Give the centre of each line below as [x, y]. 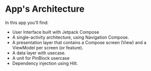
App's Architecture [45, 9]
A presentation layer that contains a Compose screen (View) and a [79, 42]
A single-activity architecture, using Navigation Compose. [70, 37]
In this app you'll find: [27, 23]
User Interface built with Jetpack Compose [56, 32]
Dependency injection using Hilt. [45, 63]
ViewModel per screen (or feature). [48, 47]
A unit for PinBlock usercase [41, 58]
